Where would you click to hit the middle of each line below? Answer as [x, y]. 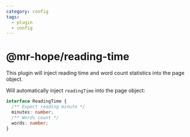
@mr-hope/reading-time [68, 57]
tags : [13, 17]
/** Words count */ [35, 118]
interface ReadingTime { [36, 101]
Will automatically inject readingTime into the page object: [76, 91]
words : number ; [30, 123]
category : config [27, 11]
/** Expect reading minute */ [48, 107]
